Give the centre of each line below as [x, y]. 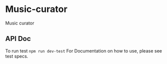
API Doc [18, 39]
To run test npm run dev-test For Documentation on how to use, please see [84, 50]
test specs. [17, 56]
